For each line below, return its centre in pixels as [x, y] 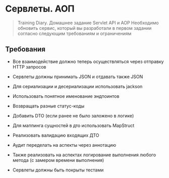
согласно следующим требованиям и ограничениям [74, 33]
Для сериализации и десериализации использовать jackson [77, 86]
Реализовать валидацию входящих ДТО [56, 135]
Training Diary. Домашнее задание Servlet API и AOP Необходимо [88, 23]
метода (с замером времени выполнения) [58, 160]
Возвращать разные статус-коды [48, 106]
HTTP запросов [29, 67]
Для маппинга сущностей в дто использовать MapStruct [73, 125]
